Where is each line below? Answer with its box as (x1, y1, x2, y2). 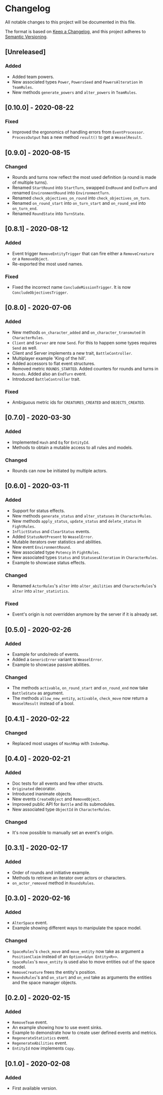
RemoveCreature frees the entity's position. (12, 969, 96, 975)
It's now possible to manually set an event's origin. (12, 829, 114, 836)
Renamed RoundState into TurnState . (12, 211, 85, 216)
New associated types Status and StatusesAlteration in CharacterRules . (12, 554, 158, 560)
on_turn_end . (12, 206, 38, 211)
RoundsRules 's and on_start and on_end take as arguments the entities (12, 974, 152, 980)
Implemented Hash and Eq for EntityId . (12, 439, 90, 445)
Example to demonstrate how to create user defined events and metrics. (12, 1030, 157, 1036)
